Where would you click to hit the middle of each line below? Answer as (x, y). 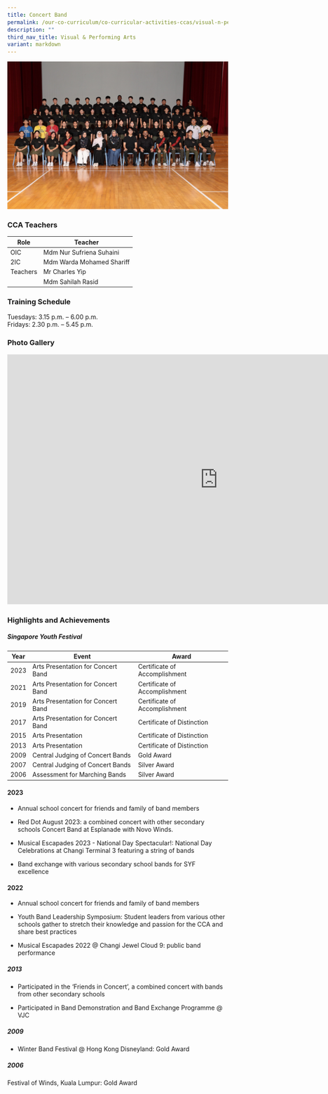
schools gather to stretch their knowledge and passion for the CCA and (120, 925)
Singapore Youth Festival (45, 637)
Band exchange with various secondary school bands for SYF (107, 864)
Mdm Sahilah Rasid (71, 282)
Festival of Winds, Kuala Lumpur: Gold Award (73, 1083)
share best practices (47, 932)
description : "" (31, 30)
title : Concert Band (37, 15)
